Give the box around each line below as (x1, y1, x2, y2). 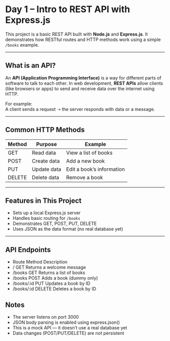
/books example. (5, 42, 39, 48)
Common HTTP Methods (5, 126, 85, 134)
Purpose (36, 140, 57, 147)
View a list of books (66, 149, 113, 156)
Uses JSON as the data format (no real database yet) (12, 226, 123, 232)
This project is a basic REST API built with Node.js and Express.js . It (5, 31, 148, 37)
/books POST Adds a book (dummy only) (12, 275, 98, 281)
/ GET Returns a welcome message (12, 264, 86, 271)
